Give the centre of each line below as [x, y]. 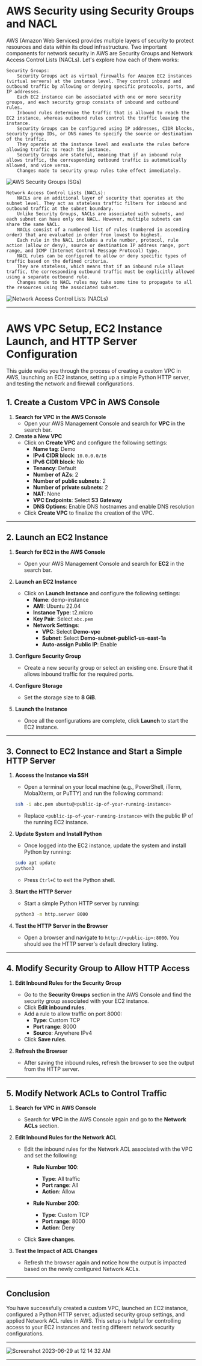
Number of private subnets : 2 [70, 487]
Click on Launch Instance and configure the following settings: [102, 593]
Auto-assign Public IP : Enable [79, 644]
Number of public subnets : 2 [69, 481]
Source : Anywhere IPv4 [63, 1033]
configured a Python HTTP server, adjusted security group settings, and [96, 1314]
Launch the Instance [41, 709]
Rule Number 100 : [56, 1167]
